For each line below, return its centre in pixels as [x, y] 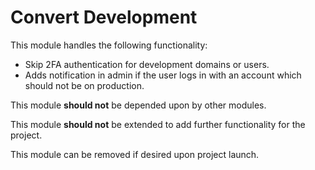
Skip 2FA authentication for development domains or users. [147, 64]
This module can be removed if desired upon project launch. [135, 154]
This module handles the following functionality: [109, 45]
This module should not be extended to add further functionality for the [158, 124]
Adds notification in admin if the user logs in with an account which [163, 75]
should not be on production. [84, 85]
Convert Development [104, 17]
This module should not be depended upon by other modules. [138, 105]
